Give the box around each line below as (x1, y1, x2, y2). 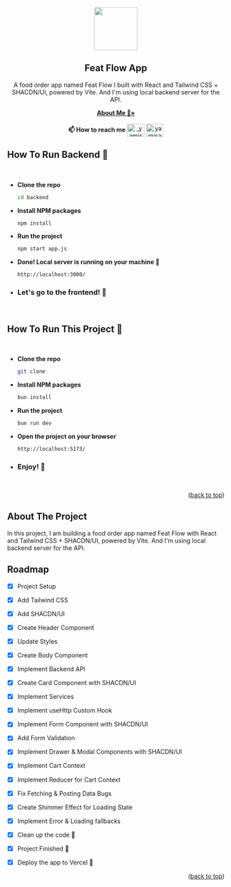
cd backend (17, 194, 49, 201)
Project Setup (17, 582, 57, 590)
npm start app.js (17, 245, 68, 252)
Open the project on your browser (17, 432, 117, 440)
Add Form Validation (17, 734, 75, 742)
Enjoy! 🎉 (17, 462, 46, 471)
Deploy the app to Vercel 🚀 (17, 858, 94, 866)
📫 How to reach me (68, 125, 126, 134)
